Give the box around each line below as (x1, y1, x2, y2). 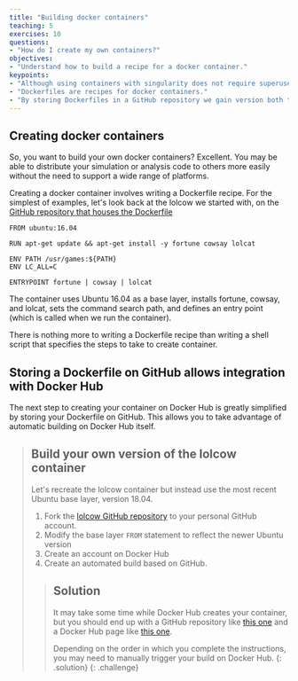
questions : (9, 37, 50, 47)
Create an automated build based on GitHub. (43, 558, 208, 568)
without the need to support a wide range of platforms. (9, 170, 210, 182)
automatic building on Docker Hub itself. (9, 421, 156, 431)
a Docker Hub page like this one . (52, 626, 173, 637)
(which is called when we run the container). (9, 312, 172, 324)
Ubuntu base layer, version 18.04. (30, 493, 153, 504)
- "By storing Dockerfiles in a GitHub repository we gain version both (9, 95, 284, 105)
